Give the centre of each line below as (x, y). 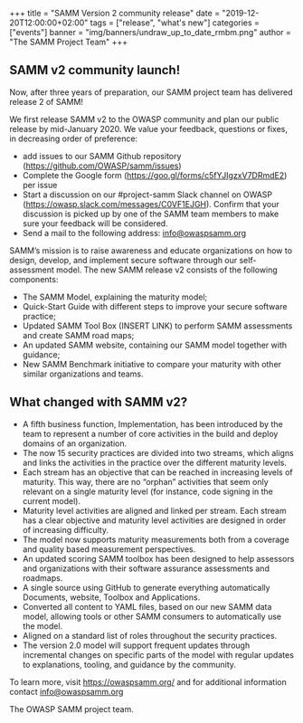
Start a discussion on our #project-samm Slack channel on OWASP (147, 195)
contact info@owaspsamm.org (66, 691)
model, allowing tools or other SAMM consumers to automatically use (152, 616)
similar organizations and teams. (83, 374)
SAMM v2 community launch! (95, 70)
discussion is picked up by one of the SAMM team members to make (151, 214)
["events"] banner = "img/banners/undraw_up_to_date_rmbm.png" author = (151, 32)
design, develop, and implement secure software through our (123, 260)
